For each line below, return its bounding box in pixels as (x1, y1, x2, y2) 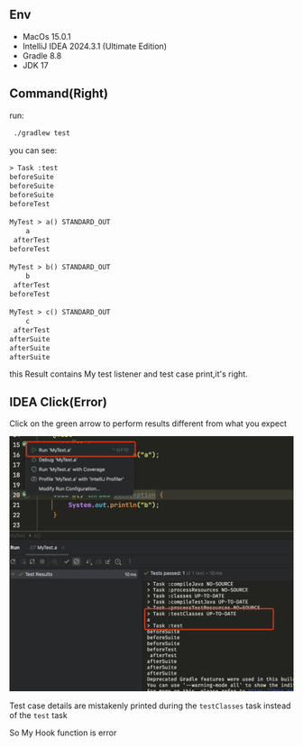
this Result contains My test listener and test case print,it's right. (9, 369, 248, 379)
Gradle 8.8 (22, 50, 62, 61)
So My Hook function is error (9, 727, 117, 738)
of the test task (9, 709, 68, 720)
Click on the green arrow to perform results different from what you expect (9, 418, 287, 429)
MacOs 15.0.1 (22, 31, 71, 41)
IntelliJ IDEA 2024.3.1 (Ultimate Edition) (22, 41, 167, 51)
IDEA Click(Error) (9, 394, 108, 409)
